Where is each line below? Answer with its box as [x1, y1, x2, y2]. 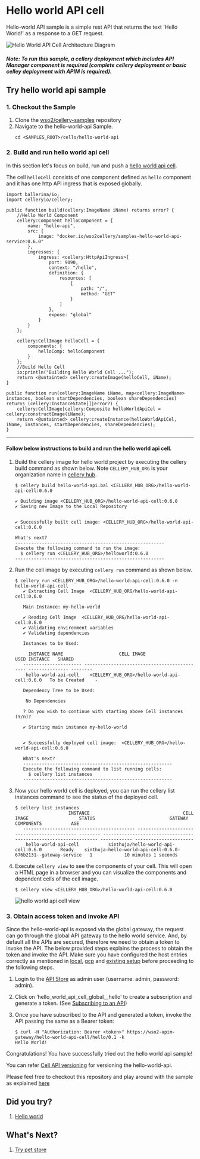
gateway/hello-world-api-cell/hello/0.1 [14, 1035, 117, 1041]
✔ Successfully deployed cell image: [23, 739, 117, 746]
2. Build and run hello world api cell [6, 148, 110, 157]
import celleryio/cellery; [6, 197, 73, 203]
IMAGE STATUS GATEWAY [14, 815, 189, 821]
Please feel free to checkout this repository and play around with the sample [6, 1074, 193, 1081]
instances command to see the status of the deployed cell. [14, 793, 159, 800]
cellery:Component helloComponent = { [17, 218, 113, 224]
